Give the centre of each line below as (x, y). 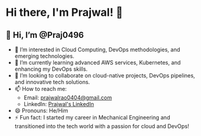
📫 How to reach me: (41, 89)
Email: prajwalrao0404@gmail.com (68, 98)
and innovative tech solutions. (52, 82)
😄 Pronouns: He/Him (41, 110)
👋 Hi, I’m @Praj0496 (45, 35)
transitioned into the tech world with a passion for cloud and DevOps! (102, 126)
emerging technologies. (44, 56)
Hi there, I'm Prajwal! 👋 (64, 13)
